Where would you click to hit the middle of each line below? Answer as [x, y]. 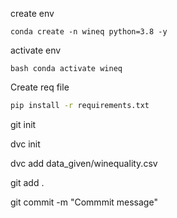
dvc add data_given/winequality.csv [84, 163]
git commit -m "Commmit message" [84, 202]
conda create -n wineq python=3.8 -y [89, 32]
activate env [36, 50]
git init [23, 124]
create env [32, 13]
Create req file [40, 87]
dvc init [25, 144]
